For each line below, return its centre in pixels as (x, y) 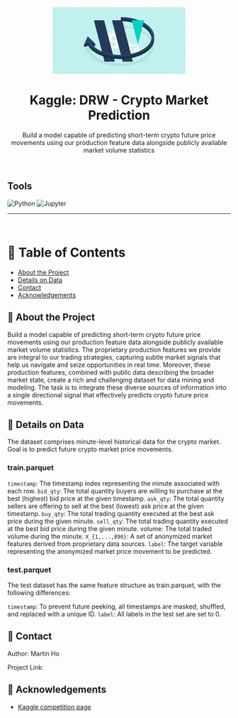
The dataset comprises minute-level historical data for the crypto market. (114, 442)
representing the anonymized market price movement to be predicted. (110, 551)
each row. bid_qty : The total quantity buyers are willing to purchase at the (115, 491)
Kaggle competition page (54, 707)
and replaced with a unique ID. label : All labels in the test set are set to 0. (114, 613)
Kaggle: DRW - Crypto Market (119, 101)
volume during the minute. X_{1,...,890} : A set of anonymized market (110, 536)
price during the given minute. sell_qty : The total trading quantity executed (118, 521)
